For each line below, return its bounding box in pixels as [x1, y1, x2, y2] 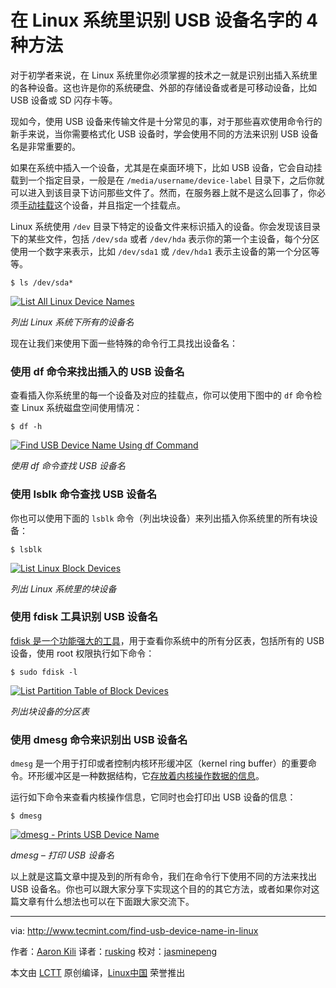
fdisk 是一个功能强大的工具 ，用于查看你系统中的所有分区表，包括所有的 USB [10, 634, 325, 646]
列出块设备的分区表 [10, 705, 90, 717]
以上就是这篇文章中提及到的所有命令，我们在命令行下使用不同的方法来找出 [10, 871, 317, 883]
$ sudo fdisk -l [10, 667, 78, 677]
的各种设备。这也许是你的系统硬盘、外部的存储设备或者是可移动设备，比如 [10, 81, 317, 93]
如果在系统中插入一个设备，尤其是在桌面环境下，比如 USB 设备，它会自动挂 [10, 161, 323, 173]
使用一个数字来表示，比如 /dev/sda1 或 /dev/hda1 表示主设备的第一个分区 [10, 245, 312, 257]
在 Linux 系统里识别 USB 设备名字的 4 [10, 9, 318, 32]
